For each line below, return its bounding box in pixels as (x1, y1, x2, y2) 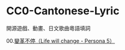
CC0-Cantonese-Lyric (6, 4, 120, 18)
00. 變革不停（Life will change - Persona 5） (6, 37, 115, 44)
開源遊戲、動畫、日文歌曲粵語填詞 (6, 24, 91, 32)
